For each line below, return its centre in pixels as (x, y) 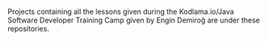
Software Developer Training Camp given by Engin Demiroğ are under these (134, 20)
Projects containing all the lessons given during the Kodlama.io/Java (121, 12)
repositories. (29, 29)
